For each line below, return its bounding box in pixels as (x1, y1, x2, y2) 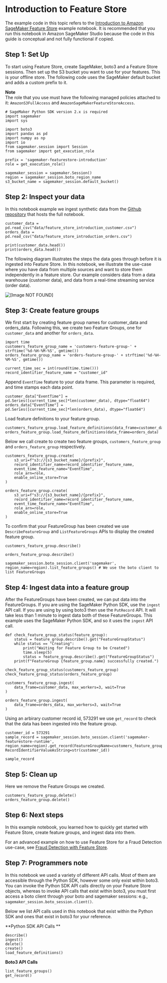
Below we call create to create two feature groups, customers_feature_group (5, 439, 161, 445)
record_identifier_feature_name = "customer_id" (5, 370, 108, 375)
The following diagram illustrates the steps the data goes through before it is (5, 256, 162, 262)
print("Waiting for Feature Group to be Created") (23, 646, 130, 651)
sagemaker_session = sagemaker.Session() (5, 170, 92, 175)
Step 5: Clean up (5, 770, 58, 779)
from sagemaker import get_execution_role (5, 149, 94, 154)
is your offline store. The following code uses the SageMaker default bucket (5, 74, 161, 80)
